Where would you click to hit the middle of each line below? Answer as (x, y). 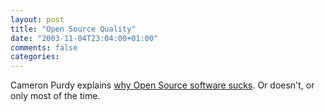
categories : (35, 57)
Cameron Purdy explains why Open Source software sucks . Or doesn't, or (162, 85)
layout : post (37, 19)
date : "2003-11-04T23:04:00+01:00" (84, 38)
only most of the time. (55, 96)
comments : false (44, 47)
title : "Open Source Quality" (73, 29)
